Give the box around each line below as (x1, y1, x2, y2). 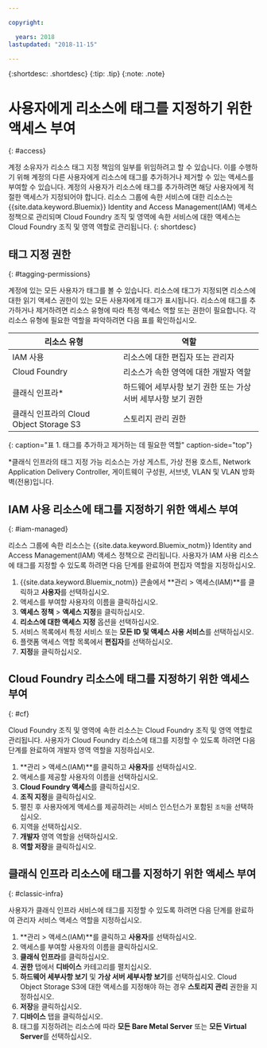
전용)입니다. (17, 477, 54, 487)
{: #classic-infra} (8, 888, 64, 899)
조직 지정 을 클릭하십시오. (19, 792, 97, 802)
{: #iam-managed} (8, 524, 69, 534)
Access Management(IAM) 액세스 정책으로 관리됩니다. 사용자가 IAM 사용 (8, 550, 238, 560)
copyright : (8, 18, 44, 26)
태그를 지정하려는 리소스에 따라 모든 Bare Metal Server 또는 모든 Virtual (19, 1021, 247, 1031)
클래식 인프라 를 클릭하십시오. (19, 952, 110, 961)
